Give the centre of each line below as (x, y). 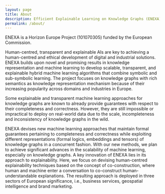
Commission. (18, 43)
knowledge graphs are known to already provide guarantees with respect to (82, 103)
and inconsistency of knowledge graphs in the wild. (57, 119)
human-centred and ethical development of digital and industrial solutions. (81, 58)
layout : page (18, 10)
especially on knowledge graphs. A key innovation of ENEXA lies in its (76, 155)
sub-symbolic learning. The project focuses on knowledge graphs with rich (81, 78)
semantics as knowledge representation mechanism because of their (75, 84)
